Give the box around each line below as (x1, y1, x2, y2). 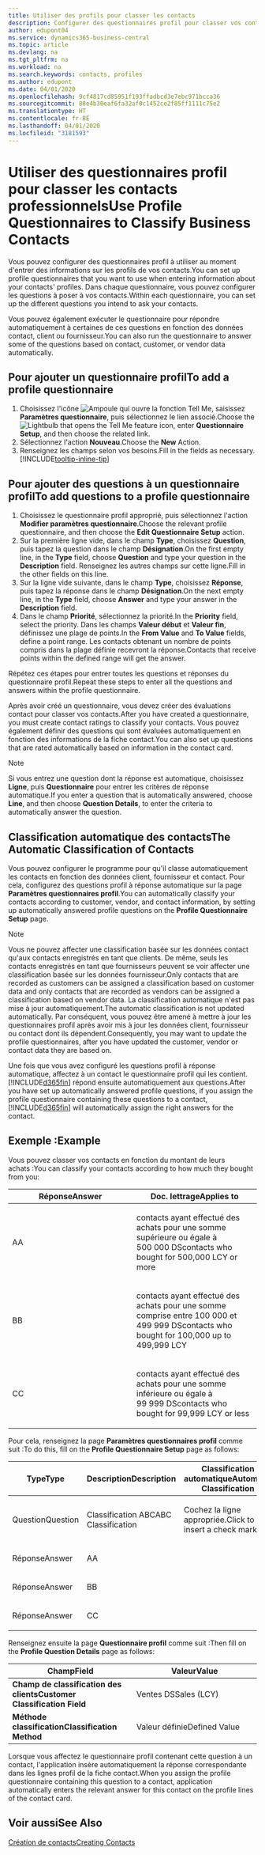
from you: (8, 1172, 40, 1181)
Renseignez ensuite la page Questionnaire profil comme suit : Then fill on (8, 1638, 247, 1648)
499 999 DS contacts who (136, 1319, 233, 1331)
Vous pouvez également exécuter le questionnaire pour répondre (8, 314, 220, 324)
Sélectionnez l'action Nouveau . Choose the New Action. (19, 437, 201, 447)
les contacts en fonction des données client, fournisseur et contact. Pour (8, 872, 245, 881)
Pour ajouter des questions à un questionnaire (8, 477, 241, 490)
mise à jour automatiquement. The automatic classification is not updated (8, 1004, 244, 1013)
